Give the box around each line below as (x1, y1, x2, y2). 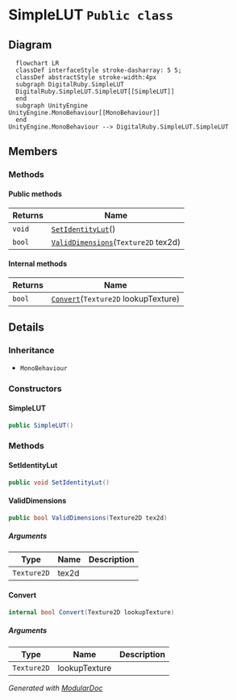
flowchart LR (15, 59, 60, 67)
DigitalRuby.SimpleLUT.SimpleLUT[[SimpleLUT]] (15, 87, 175, 95)
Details (8, 321, 44, 335)
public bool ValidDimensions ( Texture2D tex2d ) (8, 513, 168, 522)
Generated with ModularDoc (8, 683, 103, 693)
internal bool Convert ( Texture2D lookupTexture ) (8, 608, 175, 616)
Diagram (8, 38, 52, 52)
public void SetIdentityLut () (8, 479, 110, 487)
